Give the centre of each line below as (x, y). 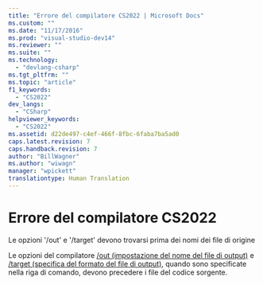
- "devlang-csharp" (48, 68)
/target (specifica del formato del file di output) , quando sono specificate (128, 264)
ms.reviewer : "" (35, 45)
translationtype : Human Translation (69, 179)
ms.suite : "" (30, 53)
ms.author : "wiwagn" (43, 164)
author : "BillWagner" (44, 156)
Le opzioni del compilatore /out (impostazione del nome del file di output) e (131, 255)
